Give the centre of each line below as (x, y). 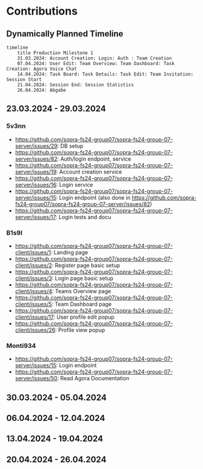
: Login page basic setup (83, 278)
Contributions (42, 11)
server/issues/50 (36, 378)
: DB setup (70, 146)
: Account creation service (89, 172)
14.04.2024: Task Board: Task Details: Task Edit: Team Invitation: (105, 74)
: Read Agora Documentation (93, 378)
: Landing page (69, 252)
